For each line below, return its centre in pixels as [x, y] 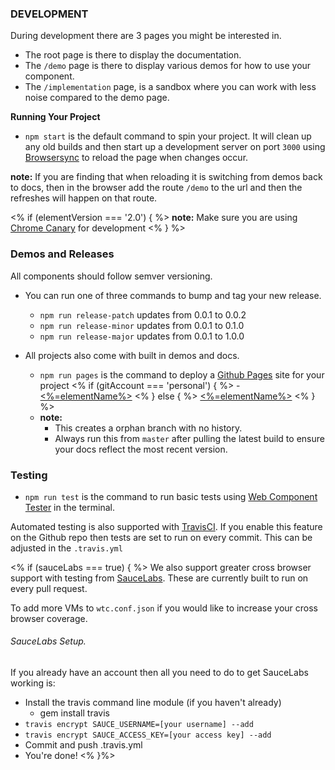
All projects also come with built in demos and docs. [132, 355]
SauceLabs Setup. [48, 641]
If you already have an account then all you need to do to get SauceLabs [159, 673]
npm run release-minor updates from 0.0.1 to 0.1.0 [142, 325]
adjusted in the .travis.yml [66, 548]
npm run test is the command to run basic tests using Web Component [171, 496]
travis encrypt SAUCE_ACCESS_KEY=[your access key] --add [148, 735]
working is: [33, 683]
